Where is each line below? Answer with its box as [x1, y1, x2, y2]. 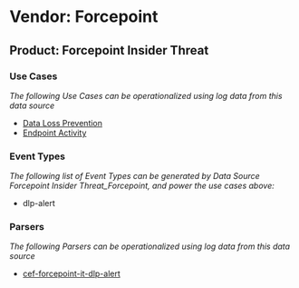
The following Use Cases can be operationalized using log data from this [9, 90, 283, 101]
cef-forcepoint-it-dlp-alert [22, 268, 121, 279]
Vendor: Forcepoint [9, 6, 159, 27]
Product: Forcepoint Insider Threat [9, 43, 209, 58]
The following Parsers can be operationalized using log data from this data [9, 241, 291, 252]
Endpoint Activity [22, 127, 87, 138]
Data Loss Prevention [22, 117, 102, 128]
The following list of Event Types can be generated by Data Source [9, 171, 260, 182]
